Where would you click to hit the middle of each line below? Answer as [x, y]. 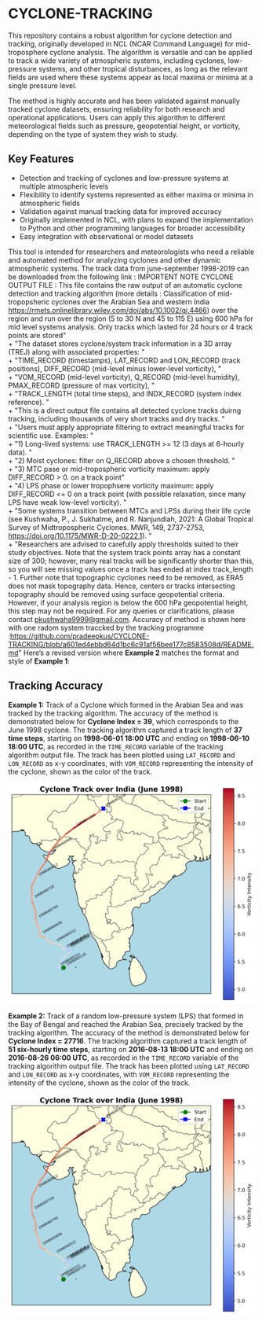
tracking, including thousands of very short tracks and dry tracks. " [116, 418]
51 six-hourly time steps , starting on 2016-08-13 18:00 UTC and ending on [131, 1050]
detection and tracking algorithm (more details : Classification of [112, 293]
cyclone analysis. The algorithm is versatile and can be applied [151, 52]
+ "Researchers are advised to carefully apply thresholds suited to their [124, 544]
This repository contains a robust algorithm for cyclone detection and [120, 35]
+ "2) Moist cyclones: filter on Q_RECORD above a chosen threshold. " [122, 460]
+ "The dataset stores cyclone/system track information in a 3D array [120, 344]
